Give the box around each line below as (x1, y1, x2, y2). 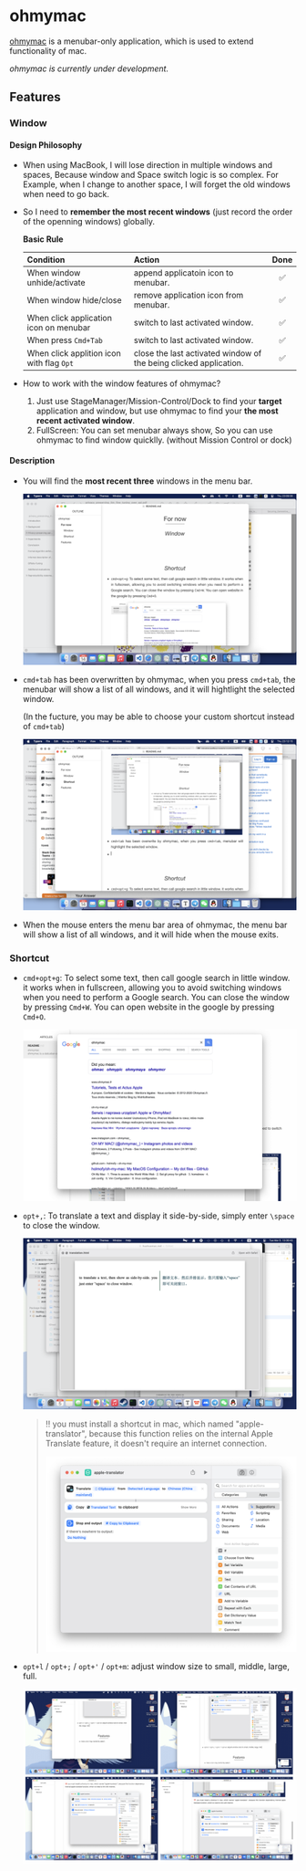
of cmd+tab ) (22, 721, 66, 732)
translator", (45, 1427, 87, 1438)
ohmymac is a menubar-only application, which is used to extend (9, 36, 254, 47)
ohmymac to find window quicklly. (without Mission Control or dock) (36, 434, 293, 445)
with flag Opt (26, 358, 75, 369)
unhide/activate (26, 277, 86, 288)
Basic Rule (22, 234, 64, 245)
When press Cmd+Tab (26, 335, 103, 346)
